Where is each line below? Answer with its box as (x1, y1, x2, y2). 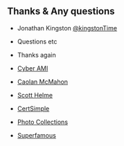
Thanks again (17, 51, 57, 59)
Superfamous (17, 131, 57, 139)
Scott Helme (17, 91, 53, 99)
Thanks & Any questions (7, 6, 116, 17)
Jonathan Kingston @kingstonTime (17, 24, 118, 32)
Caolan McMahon (17, 77, 68, 86)
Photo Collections (17, 118, 68, 126)
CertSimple (17, 104, 50, 113)
